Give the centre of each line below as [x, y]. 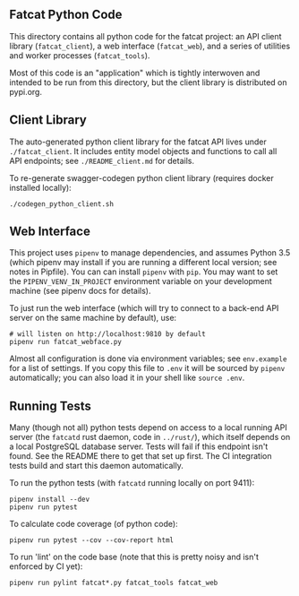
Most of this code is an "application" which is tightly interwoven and [135, 73]
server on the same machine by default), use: [93, 318]
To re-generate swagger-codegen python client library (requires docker [142, 177]
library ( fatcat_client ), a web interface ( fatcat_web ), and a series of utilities [150, 46]
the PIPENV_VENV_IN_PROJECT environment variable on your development [141, 281]
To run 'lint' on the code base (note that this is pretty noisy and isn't [134, 557]
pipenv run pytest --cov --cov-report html [92, 540]
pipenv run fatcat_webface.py [66, 342]
